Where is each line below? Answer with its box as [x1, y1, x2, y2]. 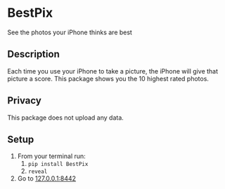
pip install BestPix [27, 161, 89, 168]
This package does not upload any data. [7, 113, 124, 122]
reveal [27, 168, 48, 176]
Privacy [7, 94, 42, 106]
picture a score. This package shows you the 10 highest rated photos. [7, 74, 210, 83]
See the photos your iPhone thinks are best [7, 28, 132, 36]
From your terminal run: [17, 152, 86, 160]
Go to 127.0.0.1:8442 [17, 174, 76, 183]
